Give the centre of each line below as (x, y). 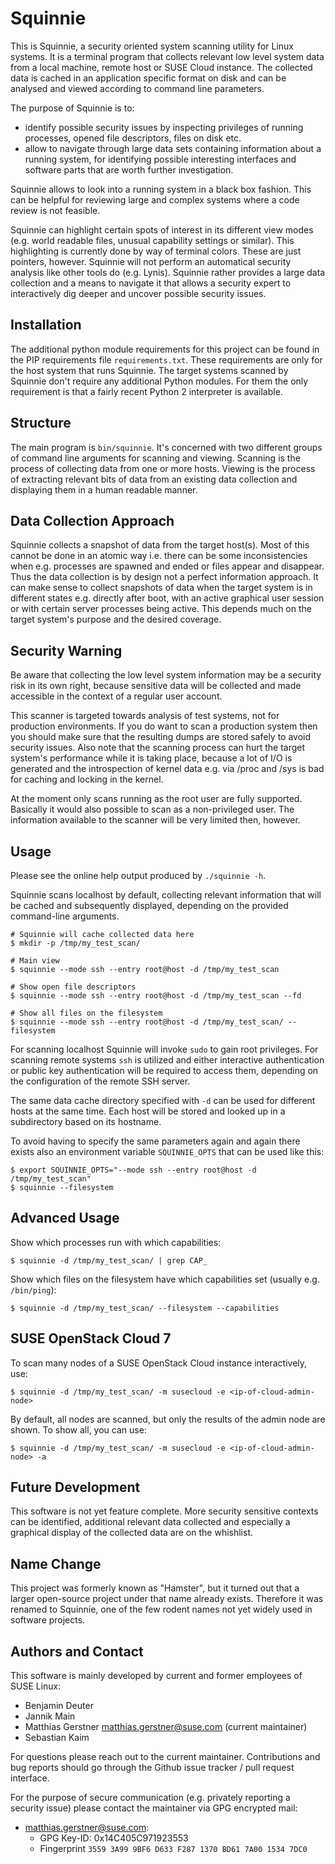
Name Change (56, 1563)
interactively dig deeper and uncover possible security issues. (138, 293)
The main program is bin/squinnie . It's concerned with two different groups (166, 447)
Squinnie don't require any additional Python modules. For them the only (159, 381)
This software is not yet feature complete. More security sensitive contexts (164, 1511)
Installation (46, 325)
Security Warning (66, 650)
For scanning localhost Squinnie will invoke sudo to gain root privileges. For (164, 1049)
